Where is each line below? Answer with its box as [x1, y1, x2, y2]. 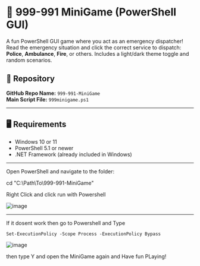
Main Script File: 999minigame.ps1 [6, 96, 89, 103]
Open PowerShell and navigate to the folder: [6, 167, 115, 175]
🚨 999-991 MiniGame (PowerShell [6, 5, 177, 19]
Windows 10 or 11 [14, 138, 58, 145]
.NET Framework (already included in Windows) [14, 151, 132, 158]
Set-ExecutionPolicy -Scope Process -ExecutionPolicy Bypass [6, 231, 161, 237]
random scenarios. [6, 56, 52, 64]
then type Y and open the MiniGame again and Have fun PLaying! [6, 252, 167, 260]
